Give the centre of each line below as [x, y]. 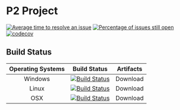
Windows [37, 79]
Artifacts [130, 69]
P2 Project [32, 11]
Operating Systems [37, 69]
